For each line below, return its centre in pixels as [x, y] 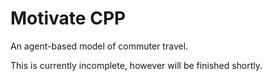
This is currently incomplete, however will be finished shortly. [136, 65]
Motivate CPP [68, 18]
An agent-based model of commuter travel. [99, 46]
